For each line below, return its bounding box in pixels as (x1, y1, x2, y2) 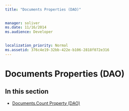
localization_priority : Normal (5, 43, 68, 48)
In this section (5, 87, 49, 96)
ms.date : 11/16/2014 (5, 25, 47, 30)
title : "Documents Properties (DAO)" (5, 7, 81, 12)
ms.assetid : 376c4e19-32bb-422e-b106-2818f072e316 (5, 47, 110, 52)
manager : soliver (5, 20, 40, 26)
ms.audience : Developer (5, 29, 53, 34)
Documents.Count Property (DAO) (12, 100, 81, 106)
